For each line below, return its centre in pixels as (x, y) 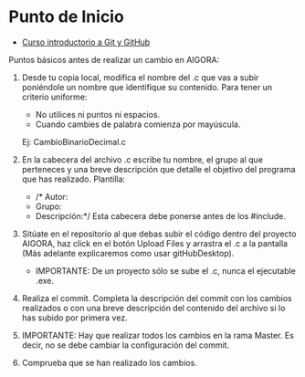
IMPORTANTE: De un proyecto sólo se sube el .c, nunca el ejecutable (165, 270)
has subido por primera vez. (75, 318)
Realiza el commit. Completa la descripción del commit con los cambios (157, 298)
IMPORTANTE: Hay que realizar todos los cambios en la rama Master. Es (158, 335)
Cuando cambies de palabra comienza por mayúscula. (138, 124)
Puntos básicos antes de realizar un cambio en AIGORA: (114, 59)
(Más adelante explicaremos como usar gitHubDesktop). (128, 253)
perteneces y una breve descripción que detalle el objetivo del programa (158, 169)
